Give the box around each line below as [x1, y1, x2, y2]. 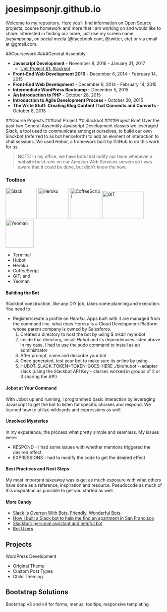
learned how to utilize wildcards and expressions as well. [5, 406, 122, 413]
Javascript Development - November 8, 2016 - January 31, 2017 [12, 60, 146, 66]
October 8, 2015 [12, 108, 46, 114]
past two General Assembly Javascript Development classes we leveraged [5, 123, 158, 129]
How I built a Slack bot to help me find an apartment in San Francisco [12, 515, 154, 521]
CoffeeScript [12, 268, 39, 274]
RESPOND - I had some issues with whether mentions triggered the [12, 444, 151, 450]
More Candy [5, 499, 32, 505]
